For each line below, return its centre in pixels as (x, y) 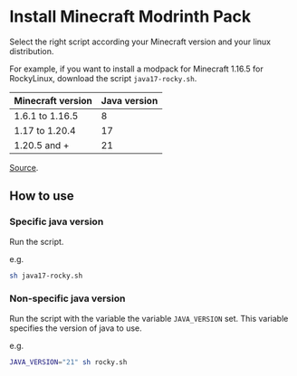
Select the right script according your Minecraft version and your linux (140, 42)
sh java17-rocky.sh (46, 276)
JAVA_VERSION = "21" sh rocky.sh (68, 362)
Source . (24, 167)
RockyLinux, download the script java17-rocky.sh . (103, 78)
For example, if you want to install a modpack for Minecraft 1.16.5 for (137, 69)
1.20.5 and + (42, 145)
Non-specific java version (67, 298)
